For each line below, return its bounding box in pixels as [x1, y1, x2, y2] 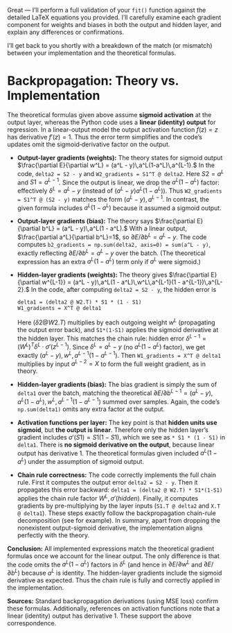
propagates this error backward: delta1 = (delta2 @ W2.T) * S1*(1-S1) [17, 485, 223, 494]
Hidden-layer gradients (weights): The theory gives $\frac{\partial [17, 270, 210, 279]
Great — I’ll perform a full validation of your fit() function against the [7, 6, 206, 14]
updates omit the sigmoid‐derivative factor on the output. [7, 140, 170, 148]
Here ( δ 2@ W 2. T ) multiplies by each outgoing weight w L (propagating [17, 317, 216, 327]
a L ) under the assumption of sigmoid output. [17, 456, 144, 466]
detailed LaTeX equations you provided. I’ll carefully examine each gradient [7, 13, 222, 21]
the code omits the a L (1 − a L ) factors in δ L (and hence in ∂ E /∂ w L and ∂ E [7, 559, 212, 569]
